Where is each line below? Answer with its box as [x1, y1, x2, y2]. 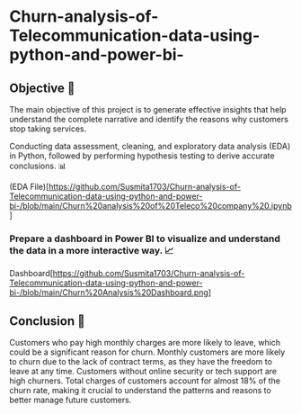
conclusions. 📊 [9, 160, 67, 171]
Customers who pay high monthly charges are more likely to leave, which [9, 337, 281, 348]
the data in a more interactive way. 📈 [9, 244, 174, 256]
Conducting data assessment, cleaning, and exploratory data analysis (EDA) [9, 141, 291, 151]
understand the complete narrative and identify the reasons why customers [9, 114, 289, 124]
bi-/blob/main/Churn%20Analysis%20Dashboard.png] [9, 287, 212, 298]
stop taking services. [9, 123, 87, 134]
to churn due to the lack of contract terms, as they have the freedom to [9, 356, 272, 367]
